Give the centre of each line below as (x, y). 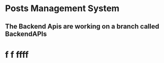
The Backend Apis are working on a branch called (82, 26)
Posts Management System (62, 8)
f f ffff (17, 55)
